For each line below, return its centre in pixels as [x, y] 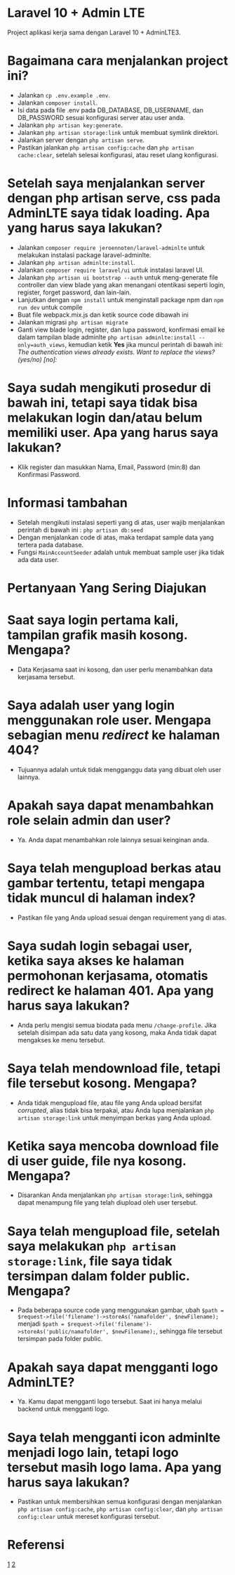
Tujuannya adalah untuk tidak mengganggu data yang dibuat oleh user [119, 769]
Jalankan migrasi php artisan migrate [73, 322]
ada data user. [38, 559]
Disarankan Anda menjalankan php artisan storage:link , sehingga [115, 1195]
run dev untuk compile [50, 307]
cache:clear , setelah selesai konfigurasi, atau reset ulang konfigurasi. [118, 155]
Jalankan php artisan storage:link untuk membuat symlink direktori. [118, 132]
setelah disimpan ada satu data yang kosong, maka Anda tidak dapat [117, 1032]
